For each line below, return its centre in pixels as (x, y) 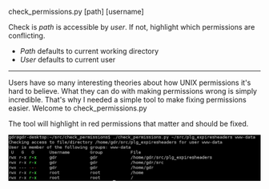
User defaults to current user (68, 60)
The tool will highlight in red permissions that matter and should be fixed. (128, 124)
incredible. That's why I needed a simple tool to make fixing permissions (127, 100)
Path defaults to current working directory (89, 51)
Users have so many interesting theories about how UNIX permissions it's (130, 82)
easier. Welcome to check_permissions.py (78, 108)
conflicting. (27, 36)
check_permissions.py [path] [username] (76, 12)
